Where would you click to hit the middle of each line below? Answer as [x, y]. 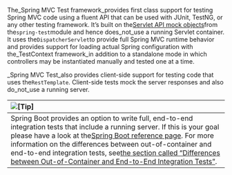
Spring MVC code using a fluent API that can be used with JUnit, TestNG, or [115, 17]
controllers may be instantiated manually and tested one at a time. [101, 61]
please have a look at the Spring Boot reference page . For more [112, 136]
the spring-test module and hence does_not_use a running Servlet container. [116, 32]
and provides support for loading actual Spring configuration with [100, 47]
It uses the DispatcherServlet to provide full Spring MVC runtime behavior [111, 39]
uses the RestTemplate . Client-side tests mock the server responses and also [116, 82]
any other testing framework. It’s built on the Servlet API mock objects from [113, 25]
